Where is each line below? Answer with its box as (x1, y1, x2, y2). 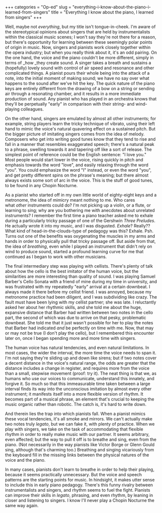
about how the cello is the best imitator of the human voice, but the (5, 269, 139, 274)
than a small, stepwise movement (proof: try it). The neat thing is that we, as (5, 370, 157, 376)
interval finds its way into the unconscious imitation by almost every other (5, 386, 152, 392)
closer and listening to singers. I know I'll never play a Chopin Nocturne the (5, 497, 155, 503)
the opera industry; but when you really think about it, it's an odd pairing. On (5, 49, 157, 55)
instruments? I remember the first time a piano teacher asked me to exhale (5, 213, 153, 218)
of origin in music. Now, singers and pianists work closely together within (5, 45, 151, 50)
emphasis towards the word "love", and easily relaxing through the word (5, 162, 148, 168)
